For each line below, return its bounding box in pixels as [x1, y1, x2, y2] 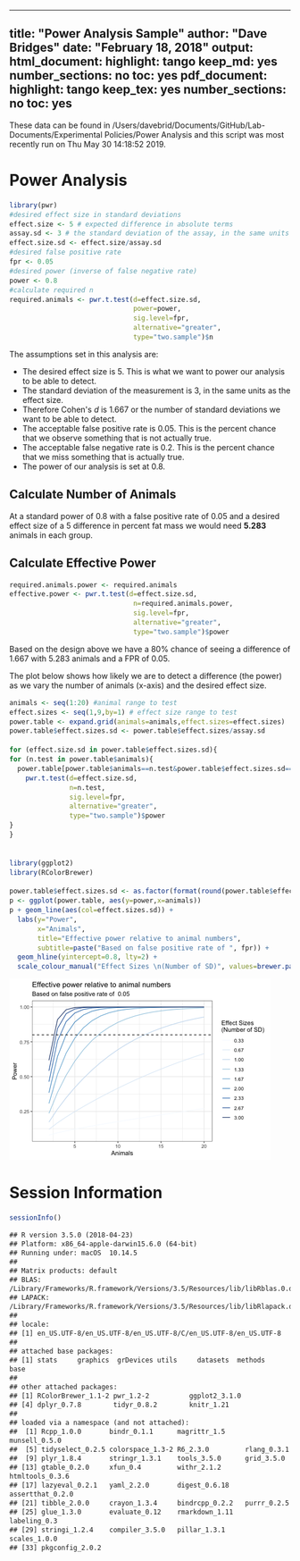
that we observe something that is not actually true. [21, 432, 212, 443]
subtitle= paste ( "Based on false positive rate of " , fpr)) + [37, 944, 270, 953]
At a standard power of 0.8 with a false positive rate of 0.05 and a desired [9, 510, 280, 521]
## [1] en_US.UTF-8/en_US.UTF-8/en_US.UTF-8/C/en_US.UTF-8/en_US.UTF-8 [9, 1329, 281, 1338]
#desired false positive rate [9, 248, 122, 257]
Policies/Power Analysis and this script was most [104, 129, 285, 139]
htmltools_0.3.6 [9, 1472, 70, 1481]
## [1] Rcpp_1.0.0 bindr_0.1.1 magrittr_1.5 [9, 1427, 226, 1436]
